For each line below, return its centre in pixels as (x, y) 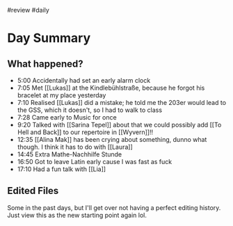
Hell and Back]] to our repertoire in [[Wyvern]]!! (85, 132)
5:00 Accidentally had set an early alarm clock (84, 80)
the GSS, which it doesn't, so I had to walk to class (89, 110)
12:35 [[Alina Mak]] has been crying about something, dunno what (112, 139)
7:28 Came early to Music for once (67, 117)
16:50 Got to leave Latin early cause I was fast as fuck (95, 162)
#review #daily (29, 10)
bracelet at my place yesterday (62, 95)
